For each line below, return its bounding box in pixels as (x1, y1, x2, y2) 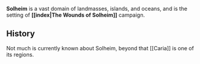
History (6, 29, 35, 39)
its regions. (6, 51, 35, 58)
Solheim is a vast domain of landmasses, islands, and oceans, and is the (6, 5, 188, 12)
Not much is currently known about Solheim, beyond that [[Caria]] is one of (6, 44, 194, 51)
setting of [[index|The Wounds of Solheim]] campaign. (6, 11, 145, 19)
